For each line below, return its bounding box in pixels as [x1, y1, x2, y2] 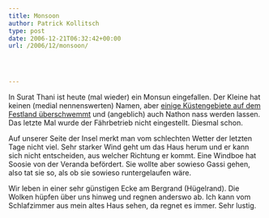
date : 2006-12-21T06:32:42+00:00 [8, 34, 122, 43]
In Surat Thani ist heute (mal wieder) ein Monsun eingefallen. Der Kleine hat [8, 92, 261, 102]
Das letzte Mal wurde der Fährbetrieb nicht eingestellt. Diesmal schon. [8, 118, 243, 128]
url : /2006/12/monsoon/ [8, 42, 89, 50]
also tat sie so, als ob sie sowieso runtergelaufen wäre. [8, 168, 192, 178]
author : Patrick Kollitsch [8, 19, 100, 27]
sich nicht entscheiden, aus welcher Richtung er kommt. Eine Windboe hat [8, 151, 257, 161]
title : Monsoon [8, 11, 60, 20]
